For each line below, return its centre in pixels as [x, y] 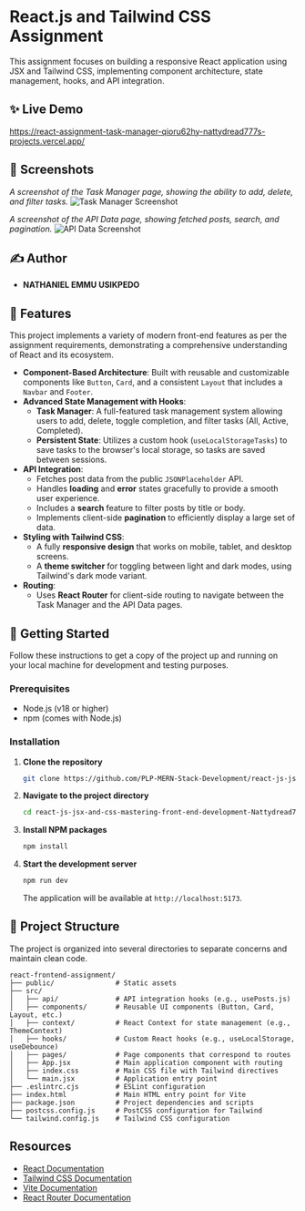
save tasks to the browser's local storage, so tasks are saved [151, 450]
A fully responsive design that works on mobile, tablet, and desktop [164, 547]
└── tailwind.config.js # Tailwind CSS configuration [120, 1118]
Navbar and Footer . [58, 392]
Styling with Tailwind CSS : [73, 537]
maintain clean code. [49, 958]
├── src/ [26, 990]
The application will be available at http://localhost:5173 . [132, 898]
